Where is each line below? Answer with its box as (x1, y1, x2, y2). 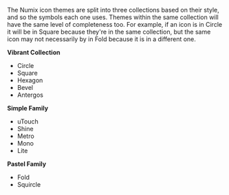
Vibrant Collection (7, 48, 61, 56)
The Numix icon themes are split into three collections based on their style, (7, 6, 220, 14)
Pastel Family (7, 160, 47, 168)
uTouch (17, 117, 39, 126)
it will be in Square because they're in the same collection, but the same (7, 27, 211, 36)
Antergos (17, 91, 43, 99)
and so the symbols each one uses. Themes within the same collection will (7, 13, 219, 21)
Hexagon (17, 76, 43, 84)
